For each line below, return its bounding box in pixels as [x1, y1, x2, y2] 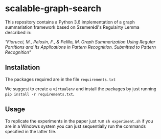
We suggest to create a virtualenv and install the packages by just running [5, 86, 157, 92]
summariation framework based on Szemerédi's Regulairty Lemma [5, 24, 139, 30]
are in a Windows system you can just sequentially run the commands [5, 123, 146, 129]
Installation [5, 63, 40, 72]
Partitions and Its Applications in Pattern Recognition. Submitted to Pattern [5, 44, 156, 50]
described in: [5, 29, 32, 35]
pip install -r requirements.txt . [5, 91, 74, 97]
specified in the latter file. [5, 128, 57, 134]
